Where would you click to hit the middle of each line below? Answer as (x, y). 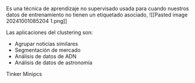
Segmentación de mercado (47, 50)
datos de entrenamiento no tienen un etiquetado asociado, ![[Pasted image (97, 15)
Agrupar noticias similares (46, 44)
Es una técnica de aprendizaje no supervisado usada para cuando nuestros (98, 9)
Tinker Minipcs (24, 74)
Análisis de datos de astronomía (53, 62)
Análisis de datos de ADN (45, 56)
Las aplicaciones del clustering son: (49, 32)
